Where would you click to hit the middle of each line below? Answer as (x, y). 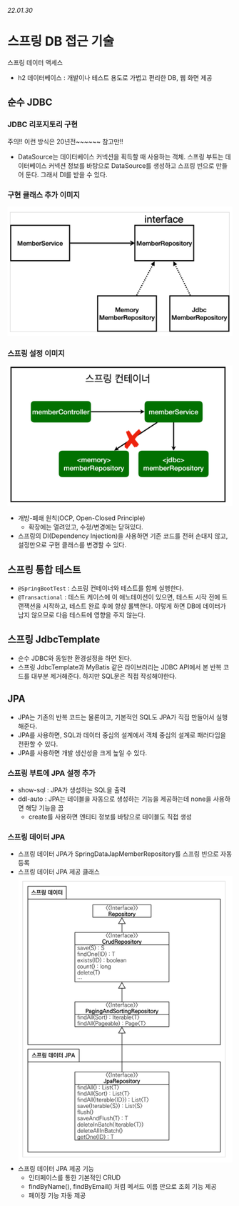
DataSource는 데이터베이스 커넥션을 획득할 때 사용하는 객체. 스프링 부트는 (121, 156)
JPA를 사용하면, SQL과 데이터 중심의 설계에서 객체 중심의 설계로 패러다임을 (122, 734)
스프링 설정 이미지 (36, 353)
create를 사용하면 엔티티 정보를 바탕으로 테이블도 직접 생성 (110, 817)
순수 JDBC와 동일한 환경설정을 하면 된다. (75, 658)
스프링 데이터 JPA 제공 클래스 (59, 872)
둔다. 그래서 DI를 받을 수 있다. (66, 174)
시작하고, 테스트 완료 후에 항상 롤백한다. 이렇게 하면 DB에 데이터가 (134, 606)
